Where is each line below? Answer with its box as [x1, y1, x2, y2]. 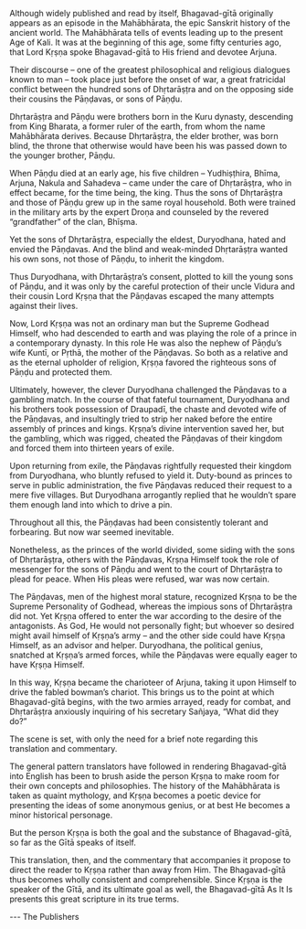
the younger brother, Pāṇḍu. [9, 150, 116, 161]
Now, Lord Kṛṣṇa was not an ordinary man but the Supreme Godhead [9, 318, 269, 328]
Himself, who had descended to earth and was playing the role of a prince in [9, 328, 297, 338]
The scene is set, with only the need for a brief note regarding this [9, 733, 259, 744]
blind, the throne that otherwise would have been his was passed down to [9, 141, 288, 151]
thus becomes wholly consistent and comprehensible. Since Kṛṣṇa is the [9, 874, 283, 885]
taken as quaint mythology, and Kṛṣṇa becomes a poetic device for [9, 790, 262, 801]
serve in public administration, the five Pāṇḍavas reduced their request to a [9, 480, 292, 490]
